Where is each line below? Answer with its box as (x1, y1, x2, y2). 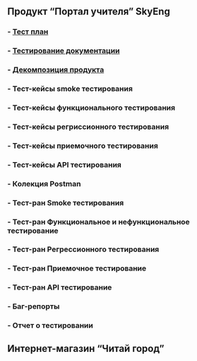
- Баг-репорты (7, 302, 60, 311)
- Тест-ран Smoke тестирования (7, 197, 124, 207)
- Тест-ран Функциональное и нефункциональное (7, 217, 191, 227)
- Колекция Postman (7, 178, 81, 188)
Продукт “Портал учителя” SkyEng (7, 6, 171, 18)
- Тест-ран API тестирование (7, 282, 112, 292)
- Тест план (7, 27, 49, 37)
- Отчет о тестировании (7, 321, 93, 331)
